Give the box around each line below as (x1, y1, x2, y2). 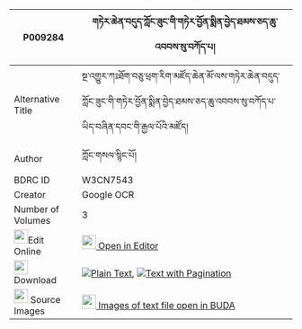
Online (13, 245, 42, 257)
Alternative (13, 93, 60, 105)
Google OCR (82, 189, 135, 200)
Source (30, 294, 61, 306)
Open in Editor (98, 240, 159, 252)
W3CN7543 (82, 174, 134, 186)
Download (13, 274, 57, 286)
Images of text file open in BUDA (98, 299, 235, 311)
